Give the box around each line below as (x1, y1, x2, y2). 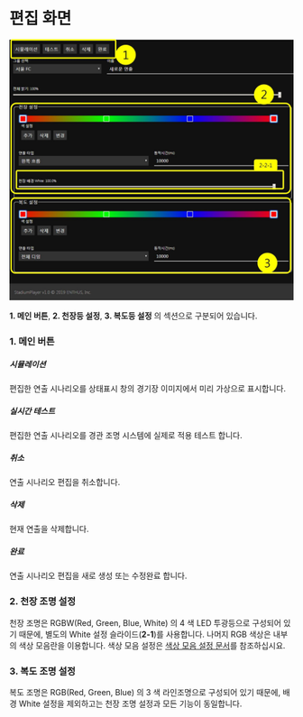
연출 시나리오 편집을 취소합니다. (9, 477, 121, 488)
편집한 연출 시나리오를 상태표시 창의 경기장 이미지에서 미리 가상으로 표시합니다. (9, 383, 287, 394)
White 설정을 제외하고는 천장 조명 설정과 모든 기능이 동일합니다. (18, 698, 243, 709)
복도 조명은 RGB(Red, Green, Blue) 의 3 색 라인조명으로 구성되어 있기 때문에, (9, 686, 281, 697)
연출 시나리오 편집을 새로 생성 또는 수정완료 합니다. (9, 570, 188, 582)
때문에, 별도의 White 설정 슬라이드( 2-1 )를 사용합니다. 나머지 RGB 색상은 (18, 629, 271, 639)
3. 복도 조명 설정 (9, 665, 77, 677)
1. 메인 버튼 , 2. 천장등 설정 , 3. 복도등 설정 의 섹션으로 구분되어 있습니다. (9, 310, 258, 321)
